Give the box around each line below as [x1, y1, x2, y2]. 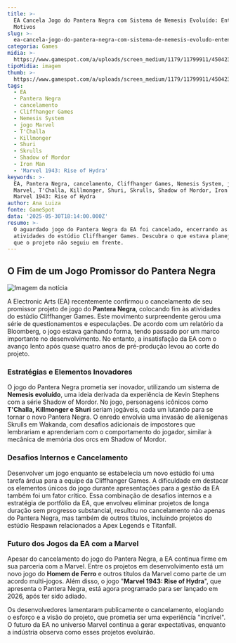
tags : [7, 82, 23, 89]
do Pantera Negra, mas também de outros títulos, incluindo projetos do [7, 514, 213, 522]
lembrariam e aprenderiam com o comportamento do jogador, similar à [7, 428, 212, 436]
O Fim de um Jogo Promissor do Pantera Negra [7, 265, 216, 277]
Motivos [13, 23, 37, 30]
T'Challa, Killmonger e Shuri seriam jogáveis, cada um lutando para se [7, 405, 214, 414]
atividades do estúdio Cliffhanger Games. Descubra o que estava [13, 233, 209, 240]
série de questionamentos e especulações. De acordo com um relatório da [7, 320, 223, 328]
